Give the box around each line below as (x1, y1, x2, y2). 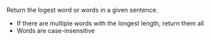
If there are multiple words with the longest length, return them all (16, 19, 204, 27)
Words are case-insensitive (16, 27, 95, 34)
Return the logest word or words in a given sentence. (6, 6, 158, 14)
